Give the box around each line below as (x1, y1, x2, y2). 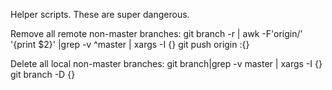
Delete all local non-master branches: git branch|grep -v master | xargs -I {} (10, 58, 323, 69)
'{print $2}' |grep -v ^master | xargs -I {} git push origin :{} (10, 39, 250, 50)
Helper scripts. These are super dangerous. (10, 9, 190, 20)
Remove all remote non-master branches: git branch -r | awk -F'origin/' (10, 28, 303, 39)
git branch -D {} (10, 69, 76, 80)
